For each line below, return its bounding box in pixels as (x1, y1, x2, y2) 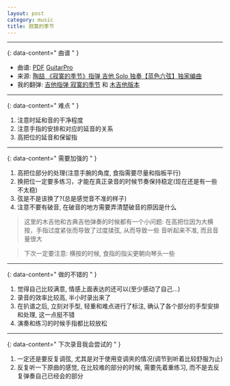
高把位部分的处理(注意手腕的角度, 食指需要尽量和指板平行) (16, 169, 181, 177)
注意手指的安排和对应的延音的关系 (16, 125, 114, 133)
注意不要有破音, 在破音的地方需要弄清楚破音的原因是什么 (16, 203, 177, 211)
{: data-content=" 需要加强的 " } (7, 154, 97, 162)
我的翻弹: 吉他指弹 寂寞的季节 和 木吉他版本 (16, 80, 140, 89)
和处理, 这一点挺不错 (16, 311, 75, 319)
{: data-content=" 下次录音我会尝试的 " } (7, 340, 121, 348)
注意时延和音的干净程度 (16, 116, 84, 124)
